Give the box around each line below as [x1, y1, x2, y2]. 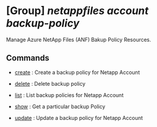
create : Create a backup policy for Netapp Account [14, 69, 140, 76]
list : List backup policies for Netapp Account [14, 91, 124, 98]
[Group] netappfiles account [6, 4, 149, 18]
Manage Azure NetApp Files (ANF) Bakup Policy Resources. [6, 36, 152, 43]
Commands [6, 53, 50, 63]
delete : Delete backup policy [14, 80, 86, 87]
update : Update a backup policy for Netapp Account [14, 114, 143, 121]
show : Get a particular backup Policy [14, 103, 106, 110]
